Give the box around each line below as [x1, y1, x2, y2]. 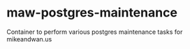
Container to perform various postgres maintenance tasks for [6, 28, 183, 36]
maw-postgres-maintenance [6, 5, 177, 21]
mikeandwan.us [6, 35, 52, 43]
